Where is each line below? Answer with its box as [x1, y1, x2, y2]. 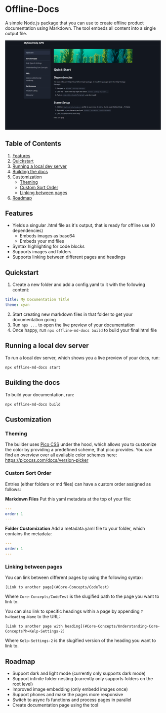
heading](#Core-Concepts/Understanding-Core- [65, 624, 161, 629]
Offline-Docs [5, 3, 59, 15]
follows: [5, 486, 21, 492]
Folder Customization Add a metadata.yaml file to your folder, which [5, 525, 145, 532]
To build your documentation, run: [5, 391, 74, 398]
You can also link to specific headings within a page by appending [5, 608, 140, 614]
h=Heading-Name [5, 615, 37, 620]
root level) [12, 681, 33, 687]
